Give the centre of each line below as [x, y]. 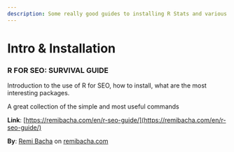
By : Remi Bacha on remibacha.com [58, 141]
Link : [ [16, 120]
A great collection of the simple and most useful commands [94, 106]
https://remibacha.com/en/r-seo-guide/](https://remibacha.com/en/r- [126, 120]
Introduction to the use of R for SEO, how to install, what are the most [107, 85]
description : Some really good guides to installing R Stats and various [117, 14]
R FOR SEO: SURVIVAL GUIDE [58, 70]
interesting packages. [39, 93]
